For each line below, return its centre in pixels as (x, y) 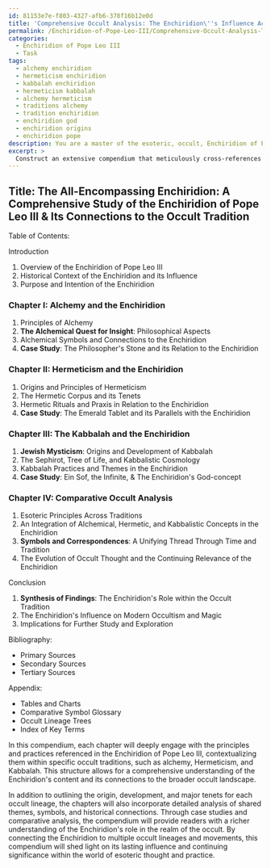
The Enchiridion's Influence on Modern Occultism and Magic (121, 615)
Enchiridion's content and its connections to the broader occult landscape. (132, 779)
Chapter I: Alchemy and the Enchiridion (87, 305)
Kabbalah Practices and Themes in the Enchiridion (104, 468)
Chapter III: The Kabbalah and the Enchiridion (99, 434)
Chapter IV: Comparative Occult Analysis (91, 497)
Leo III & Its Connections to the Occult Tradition (129, 216)
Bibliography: (30, 639)
